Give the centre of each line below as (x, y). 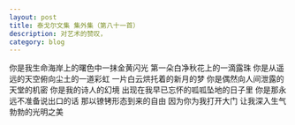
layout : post (33, 17)
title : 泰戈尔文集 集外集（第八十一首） (74, 26)
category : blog (37, 42)
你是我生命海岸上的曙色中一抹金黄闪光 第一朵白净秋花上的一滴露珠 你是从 (143, 68)
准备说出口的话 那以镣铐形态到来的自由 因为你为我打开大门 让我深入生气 (155, 101)
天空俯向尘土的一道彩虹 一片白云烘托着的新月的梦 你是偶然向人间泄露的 (154, 79)
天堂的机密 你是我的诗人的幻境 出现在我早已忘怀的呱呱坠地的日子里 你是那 (144, 90)
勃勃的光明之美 (36, 112)
